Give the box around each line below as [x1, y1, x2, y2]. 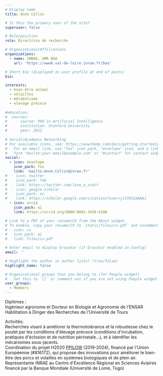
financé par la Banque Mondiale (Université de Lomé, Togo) [5, 365, 125, 371]
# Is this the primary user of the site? [5, 20, 90, 25]
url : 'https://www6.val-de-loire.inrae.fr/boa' [14, 60, 112, 66]
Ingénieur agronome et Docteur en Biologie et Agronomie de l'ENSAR [5, 304, 144, 310]
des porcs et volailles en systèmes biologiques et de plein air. [14, 355, 137, 360]
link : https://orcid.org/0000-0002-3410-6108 [14, 209, 108, 214]
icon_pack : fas [14, 164, 45, 169]
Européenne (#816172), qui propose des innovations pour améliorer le [5, 350, 145, 356]
